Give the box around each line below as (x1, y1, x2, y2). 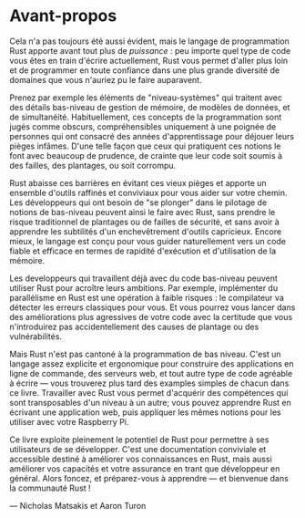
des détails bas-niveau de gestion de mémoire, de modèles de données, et (9, 101, 290, 112)
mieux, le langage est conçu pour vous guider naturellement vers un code (9, 235, 287, 246)
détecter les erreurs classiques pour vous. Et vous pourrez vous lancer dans (9, 302, 296, 313)
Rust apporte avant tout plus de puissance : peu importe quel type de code (9, 45, 291, 56)
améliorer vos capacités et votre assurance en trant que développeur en (9, 462, 280, 474)
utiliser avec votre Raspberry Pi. (9, 416, 129, 427)
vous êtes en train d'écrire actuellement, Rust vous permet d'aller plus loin (9, 55, 289, 66)
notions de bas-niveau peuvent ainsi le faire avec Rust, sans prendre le (9, 206, 276, 217)
